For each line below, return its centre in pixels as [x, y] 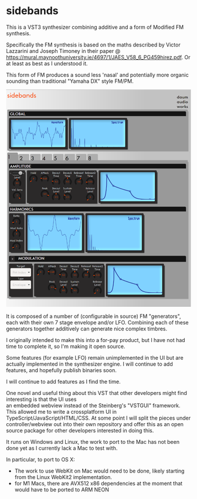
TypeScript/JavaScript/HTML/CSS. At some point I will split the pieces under [98, 418]
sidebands [32, 11]
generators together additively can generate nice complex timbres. [87, 329]
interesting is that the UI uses [41, 399]
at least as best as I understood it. [47, 63]
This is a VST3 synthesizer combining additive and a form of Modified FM [95, 27]
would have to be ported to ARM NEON [62, 490]
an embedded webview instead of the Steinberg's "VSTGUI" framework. [93, 405]
